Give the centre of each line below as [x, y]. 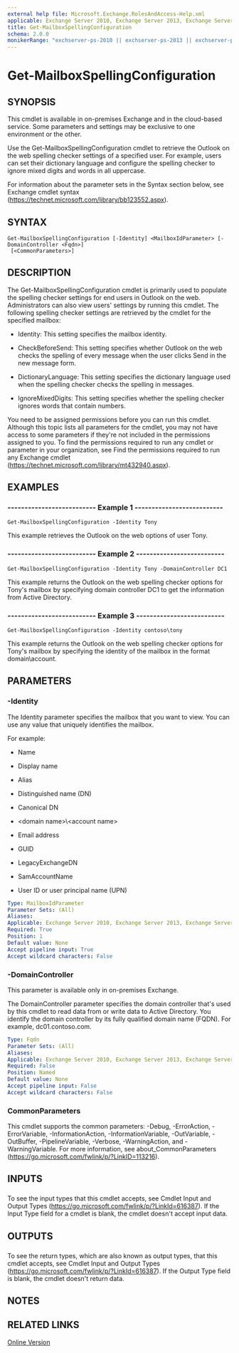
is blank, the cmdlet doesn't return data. [66, 1278]
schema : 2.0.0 [28, 34]
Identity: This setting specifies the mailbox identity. [92, 334]
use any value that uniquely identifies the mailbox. [81, 725]
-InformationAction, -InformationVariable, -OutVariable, [130, 1134]
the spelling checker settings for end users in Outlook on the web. [104, 297]
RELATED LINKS [43, 1325]
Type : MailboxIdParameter [46, 903]
